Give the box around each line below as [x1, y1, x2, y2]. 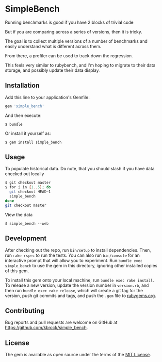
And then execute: [5, 113, 42, 118]
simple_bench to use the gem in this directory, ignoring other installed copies [5, 263, 158, 268]
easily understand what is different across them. [5, 43, 102, 49]
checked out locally [5, 171, 45, 177]
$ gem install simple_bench [5, 140, 62, 145]
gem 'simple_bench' [5, 103, 45, 109]
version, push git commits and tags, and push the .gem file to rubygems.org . [5, 293, 157, 298]
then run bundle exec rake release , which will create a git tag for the [5, 287, 143, 293]
